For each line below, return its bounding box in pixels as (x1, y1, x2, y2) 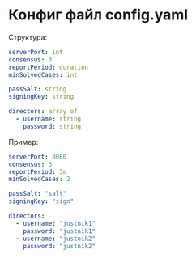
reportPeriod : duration (8, 63, 89, 71)
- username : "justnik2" (15, 235, 96, 243)
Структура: (8, 32, 47, 42)
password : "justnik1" (23, 226, 96, 235)
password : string (23, 122, 82, 130)
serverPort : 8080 (8, 152, 67, 161)
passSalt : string (8, 85, 67, 94)
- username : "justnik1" (15, 219, 96, 227)
